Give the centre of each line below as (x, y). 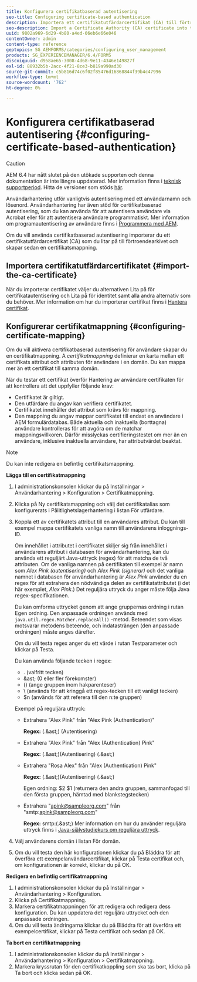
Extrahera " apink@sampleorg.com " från (72, 806)
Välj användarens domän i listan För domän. (67, 841)
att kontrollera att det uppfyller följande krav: (60, 386)
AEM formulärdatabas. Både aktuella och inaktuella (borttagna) (91, 422)
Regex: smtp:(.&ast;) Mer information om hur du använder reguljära (105, 823)
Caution (16, 163)
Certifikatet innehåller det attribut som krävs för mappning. (85, 410)
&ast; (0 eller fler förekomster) (60, 678)
